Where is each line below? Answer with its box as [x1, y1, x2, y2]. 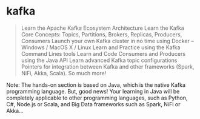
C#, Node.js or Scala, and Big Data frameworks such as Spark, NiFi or [6, 100, 181, 107]
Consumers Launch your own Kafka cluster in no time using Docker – [21, 37, 194, 44]
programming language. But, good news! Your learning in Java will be [6, 87, 180, 95]
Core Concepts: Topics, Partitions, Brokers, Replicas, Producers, [21, 30, 182, 38]
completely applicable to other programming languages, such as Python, [6, 94, 188, 101]
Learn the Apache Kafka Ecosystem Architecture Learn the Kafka [21, 24, 185, 32]
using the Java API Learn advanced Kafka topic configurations [21, 56, 178, 64]
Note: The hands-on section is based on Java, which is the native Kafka [6, 81, 186, 89]
